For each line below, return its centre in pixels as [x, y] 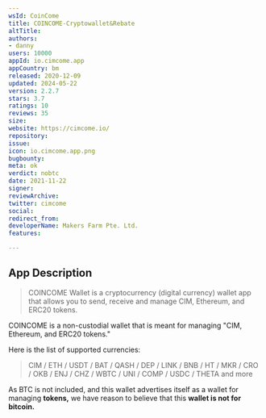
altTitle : [25, 31]
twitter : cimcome [37, 203]
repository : [28, 136]
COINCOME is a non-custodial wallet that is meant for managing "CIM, [125, 325]
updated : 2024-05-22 [43, 83]
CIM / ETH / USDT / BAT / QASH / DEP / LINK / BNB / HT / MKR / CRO [143, 365]
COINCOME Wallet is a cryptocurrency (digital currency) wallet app [139, 292]
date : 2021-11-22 [37, 181]
